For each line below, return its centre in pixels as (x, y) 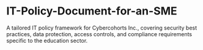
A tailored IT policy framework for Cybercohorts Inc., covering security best (102, 28)
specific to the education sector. (47, 40)
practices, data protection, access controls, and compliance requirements (99, 34)
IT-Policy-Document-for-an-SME (92, 11)
